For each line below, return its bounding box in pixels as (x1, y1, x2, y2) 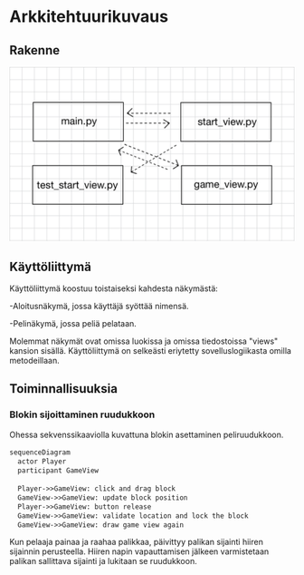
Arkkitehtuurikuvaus (9, 6, 169, 27)
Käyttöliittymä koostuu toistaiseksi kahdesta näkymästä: (9, 283, 219, 294)
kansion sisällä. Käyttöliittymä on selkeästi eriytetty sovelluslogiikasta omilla (9, 345, 292, 356)
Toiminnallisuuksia (9, 381, 118, 396)
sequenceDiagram (9, 447, 71, 457)
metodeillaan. (9, 355, 61, 365)
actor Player (17, 456, 67, 466)
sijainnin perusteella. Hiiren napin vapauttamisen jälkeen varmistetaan (9, 546, 270, 557)
